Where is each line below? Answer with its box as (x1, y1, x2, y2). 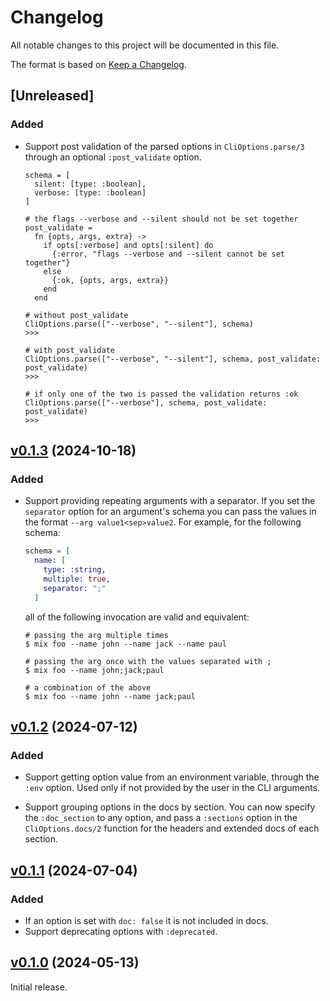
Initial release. (10, 981, 68, 993)
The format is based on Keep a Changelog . (10, 58, 187, 70)
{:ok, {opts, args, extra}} (51, 275, 169, 285)
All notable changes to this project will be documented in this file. (10, 39, 280, 51)
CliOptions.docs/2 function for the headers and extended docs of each (24, 822, 320, 835)
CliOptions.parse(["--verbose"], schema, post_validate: (24, 397, 268, 408)
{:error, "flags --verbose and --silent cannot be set (51, 249, 286, 259)
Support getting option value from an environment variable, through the (24, 771, 320, 783)
